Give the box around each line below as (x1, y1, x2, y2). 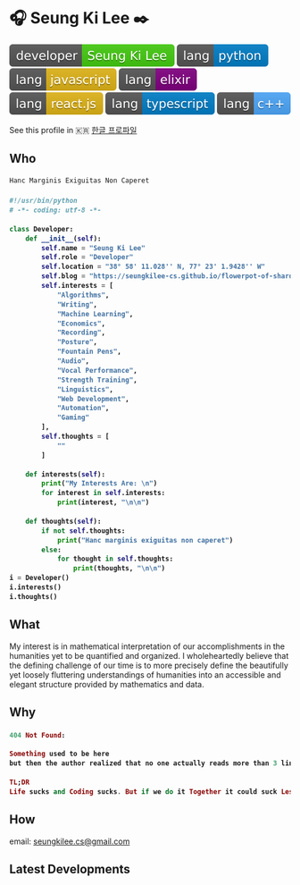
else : (41, 545, 62, 554)
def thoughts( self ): (25, 517, 102, 526)
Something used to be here (9, 749, 110, 759)
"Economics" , (56, 319, 105, 328)
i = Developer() (9, 574, 70, 583)
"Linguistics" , (56, 384, 114, 394)
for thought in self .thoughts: (56, 554, 174, 564)
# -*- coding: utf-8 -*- (9, 206, 102, 215)
